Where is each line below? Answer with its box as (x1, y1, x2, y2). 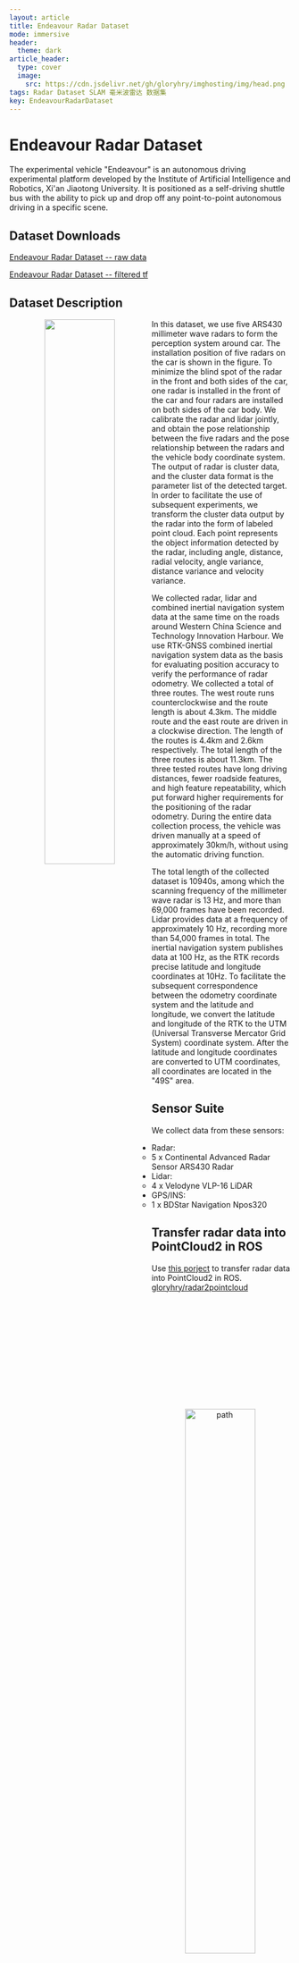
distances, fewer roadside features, (151, 772, 282, 783)
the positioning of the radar (151, 801, 252, 812)
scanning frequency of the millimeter (151, 885, 287, 896)
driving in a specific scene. (9, 202, 109, 213)
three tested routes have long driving (151, 763, 287, 774)
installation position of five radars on (151, 347, 286, 358)
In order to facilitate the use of (151, 489, 263, 501)
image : (17, 72, 42, 80)
